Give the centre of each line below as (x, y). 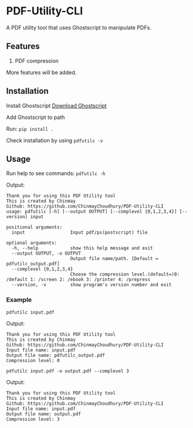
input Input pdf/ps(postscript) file (80, 233)
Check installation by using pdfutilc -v (55, 140)
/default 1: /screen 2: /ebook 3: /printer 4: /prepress (78, 280)
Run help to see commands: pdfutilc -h (56, 173)
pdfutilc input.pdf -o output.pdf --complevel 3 (68, 371)
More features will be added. (41, 72)
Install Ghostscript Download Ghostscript (57, 105)
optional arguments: (32, 243)
